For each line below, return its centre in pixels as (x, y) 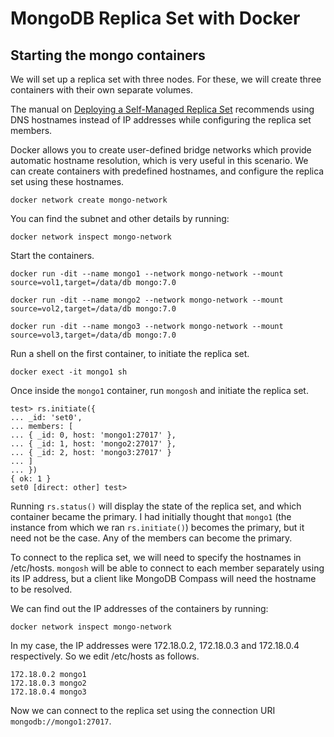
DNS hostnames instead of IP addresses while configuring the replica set (161, 120)
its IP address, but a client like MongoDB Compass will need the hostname (163, 578)
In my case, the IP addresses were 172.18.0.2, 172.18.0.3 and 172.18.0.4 (155, 645)
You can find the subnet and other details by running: (120, 218)
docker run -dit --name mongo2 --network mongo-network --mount (147, 300)
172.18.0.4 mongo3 (48, 692)
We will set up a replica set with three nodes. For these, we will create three (166, 79)
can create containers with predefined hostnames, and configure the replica (167, 171)
